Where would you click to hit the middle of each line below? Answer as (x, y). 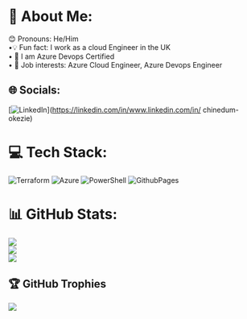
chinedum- (221, 110)
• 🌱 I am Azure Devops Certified (62, 56)
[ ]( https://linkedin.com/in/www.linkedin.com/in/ (105, 110)
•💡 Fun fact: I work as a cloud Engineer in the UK (90, 47)
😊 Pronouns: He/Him (43, 39)
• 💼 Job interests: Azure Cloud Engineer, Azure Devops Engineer (115, 64)
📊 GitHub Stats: (63, 214)
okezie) (21, 118)
